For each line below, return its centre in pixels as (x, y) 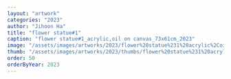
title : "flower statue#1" (44, 33)
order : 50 (21, 58)
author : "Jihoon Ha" (37, 26)
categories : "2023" (35, 20)
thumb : (16, 52)
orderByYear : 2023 (33, 65)
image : (16, 45)
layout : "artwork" (33, 13)
